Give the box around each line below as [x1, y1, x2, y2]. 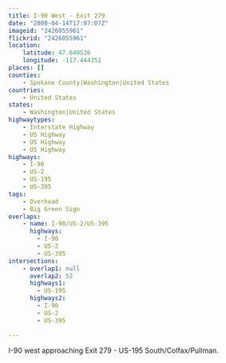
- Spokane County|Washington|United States [22, 78, 170, 86]
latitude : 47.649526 [22, 49, 91, 57]
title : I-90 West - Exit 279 [8, 11, 105, 20]
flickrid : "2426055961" [8, 34, 88, 42]
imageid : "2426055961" [8, 26, 84, 34]
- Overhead [22, 197, 59, 205]
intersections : [8, 257, 59, 265]
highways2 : [29, 294, 66, 302]
